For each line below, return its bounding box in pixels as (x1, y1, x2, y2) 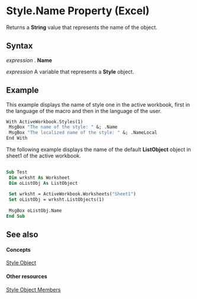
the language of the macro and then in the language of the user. (6, 107, 162, 114)
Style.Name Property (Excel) (6, 4, 150, 18)
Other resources (6, 273, 47, 279)
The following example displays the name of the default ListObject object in (6, 146, 191, 153)
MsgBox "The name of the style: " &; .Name (8, 124, 118, 130)
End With (6, 135, 28, 142)
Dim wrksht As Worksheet (8, 175, 70, 181)
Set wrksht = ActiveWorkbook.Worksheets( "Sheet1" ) (8, 191, 136, 197)
